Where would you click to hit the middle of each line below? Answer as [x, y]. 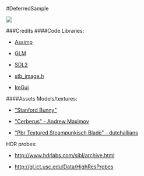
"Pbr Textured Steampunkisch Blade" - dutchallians [76, 133]
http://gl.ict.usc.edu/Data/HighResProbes [64, 167]
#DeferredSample [27, 8]
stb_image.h [29, 76]
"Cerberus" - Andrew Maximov [52, 121]
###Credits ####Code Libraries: [45, 31]
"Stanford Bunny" [36, 110]
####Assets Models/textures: [42, 99]
